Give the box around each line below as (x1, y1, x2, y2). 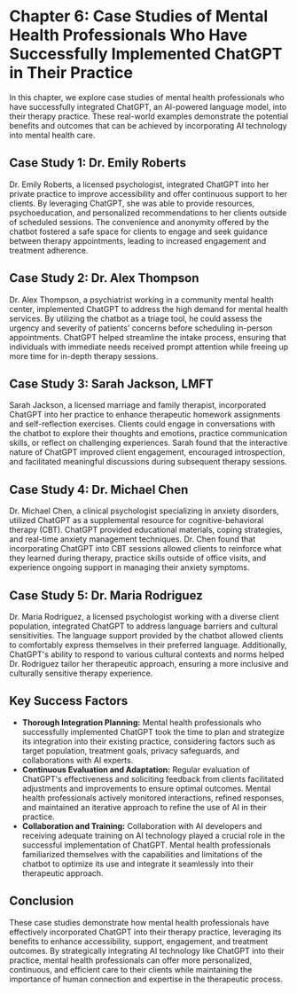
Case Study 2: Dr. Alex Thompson (9, 270, 199, 285)
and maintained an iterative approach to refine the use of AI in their (21, 801, 268, 812)
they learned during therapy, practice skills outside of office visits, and (9, 552, 267, 564)
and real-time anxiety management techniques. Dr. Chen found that (9, 534, 256, 544)
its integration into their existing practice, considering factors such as (21, 736, 276, 747)
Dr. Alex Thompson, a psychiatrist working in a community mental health (9, 294, 274, 305)
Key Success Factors (9, 693, 129, 708)
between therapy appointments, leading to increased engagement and (9, 235, 267, 246)
